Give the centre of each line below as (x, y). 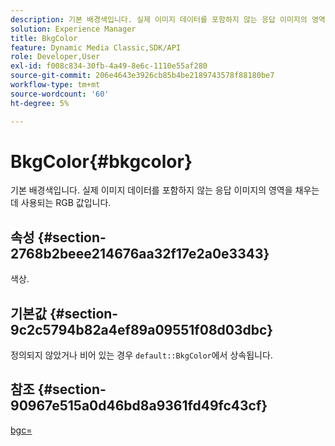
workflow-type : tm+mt (55, 85)
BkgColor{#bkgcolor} (101, 161)
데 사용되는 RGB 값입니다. (61, 203)
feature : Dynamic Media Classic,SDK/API (96, 47)
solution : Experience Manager (73, 29)
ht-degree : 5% (40, 103)
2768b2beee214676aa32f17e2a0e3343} (140, 253)
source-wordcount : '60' (60, 94)
